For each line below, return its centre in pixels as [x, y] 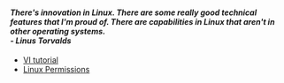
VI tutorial [40, 60]
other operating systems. [58, 31]
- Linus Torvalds [41, 41]
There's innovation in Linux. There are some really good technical [134, 12]
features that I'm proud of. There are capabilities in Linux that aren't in [142, 21]
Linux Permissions [56, 70]
